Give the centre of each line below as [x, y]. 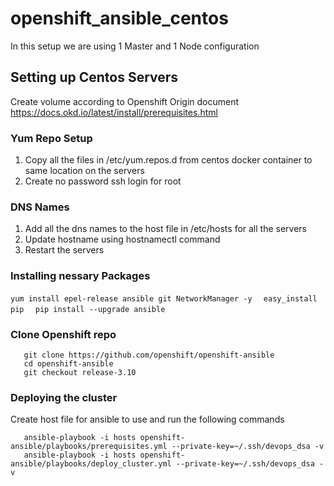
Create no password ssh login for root [103, 181]
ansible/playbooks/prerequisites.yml [89, 447]
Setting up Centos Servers [94, 77]
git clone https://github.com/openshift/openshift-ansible [149, 355]
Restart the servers [64, 250]
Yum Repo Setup [51, 138]
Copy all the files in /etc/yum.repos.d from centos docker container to [168, 160]
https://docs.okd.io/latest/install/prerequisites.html [114, 112]
